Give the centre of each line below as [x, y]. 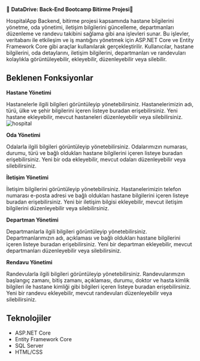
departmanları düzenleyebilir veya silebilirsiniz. [64, 250]
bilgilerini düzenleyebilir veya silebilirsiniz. [58, 208]
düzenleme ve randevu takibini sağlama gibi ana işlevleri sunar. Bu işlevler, [98, 34]
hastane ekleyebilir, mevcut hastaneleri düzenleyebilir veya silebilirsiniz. [95, 117]
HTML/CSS [29, 352]
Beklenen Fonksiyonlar [50, 78]
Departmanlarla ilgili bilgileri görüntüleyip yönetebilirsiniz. [77, 231]
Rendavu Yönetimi [29, 262]
